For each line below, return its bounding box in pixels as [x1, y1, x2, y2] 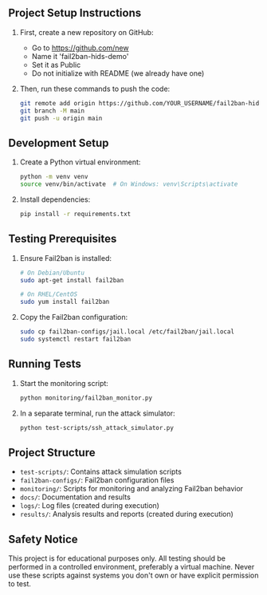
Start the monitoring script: [19, 378, 109, 388]
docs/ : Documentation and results [19, 492, 132, 502]
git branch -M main [19, 107, 85, 115]
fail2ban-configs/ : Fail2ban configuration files [19, 475, 175, 485]
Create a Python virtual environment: [19, 157, 141, 167]
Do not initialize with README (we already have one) [31, 68, 205, 78]
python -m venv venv [19, 173, 88, 181]
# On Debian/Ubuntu [19, 269, 85, 277]
